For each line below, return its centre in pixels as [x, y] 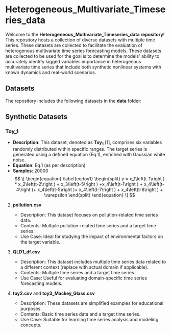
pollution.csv [27, 205]
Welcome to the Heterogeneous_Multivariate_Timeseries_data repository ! [85, 34]
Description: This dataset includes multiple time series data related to [93, 262]
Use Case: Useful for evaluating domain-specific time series [83, 278]
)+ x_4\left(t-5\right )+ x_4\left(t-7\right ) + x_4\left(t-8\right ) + [97, 189]
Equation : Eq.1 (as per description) [49, 165]
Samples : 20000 [30, 171]
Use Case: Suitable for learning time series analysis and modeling [89, 320]
